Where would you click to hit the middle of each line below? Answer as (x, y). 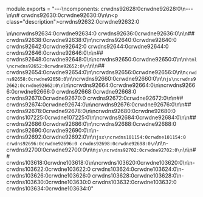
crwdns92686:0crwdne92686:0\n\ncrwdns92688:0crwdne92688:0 (91, 124)
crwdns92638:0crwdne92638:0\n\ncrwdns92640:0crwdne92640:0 (92, 40)
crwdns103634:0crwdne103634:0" (50, 188)
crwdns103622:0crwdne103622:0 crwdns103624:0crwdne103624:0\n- (95, 169)
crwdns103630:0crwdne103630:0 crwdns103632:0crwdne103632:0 (92, 182)
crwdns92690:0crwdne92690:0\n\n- (53, 130)
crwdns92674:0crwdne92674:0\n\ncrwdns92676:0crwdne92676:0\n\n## (99, 105)
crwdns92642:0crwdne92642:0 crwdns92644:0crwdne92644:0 (88, 46)
